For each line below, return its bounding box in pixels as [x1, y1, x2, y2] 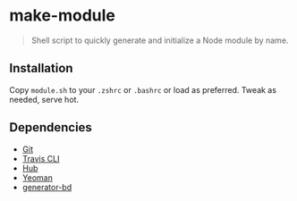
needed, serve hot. [9, 94, 79, 105]
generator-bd [21, 181, 72, 192]
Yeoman [21, 172, 54, 183]
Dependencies [9, 120, 92, 135]
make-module [9, 5, 116, 26]
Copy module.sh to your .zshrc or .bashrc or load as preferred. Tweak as [9, 84, 277, 95]
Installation [9, 61, 73, 76]
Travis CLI [21, 153, 60, 163]
